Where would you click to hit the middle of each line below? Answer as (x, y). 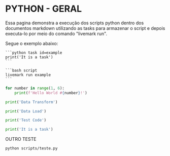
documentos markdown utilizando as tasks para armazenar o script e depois (85, 28)
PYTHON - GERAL (44, 9)
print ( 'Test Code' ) (26, 120)
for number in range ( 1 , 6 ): (35, 88)
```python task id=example (34, 53)
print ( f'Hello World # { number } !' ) (51, 93)
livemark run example (28, 75)
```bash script (21, 70)
